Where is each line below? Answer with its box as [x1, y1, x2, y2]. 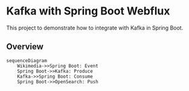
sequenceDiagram [6, 57, 47, 64]
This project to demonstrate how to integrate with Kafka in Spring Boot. [6, 24, 184, 31]
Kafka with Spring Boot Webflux [6, 4, 170, 18]
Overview [6, 42, 44, 52]
